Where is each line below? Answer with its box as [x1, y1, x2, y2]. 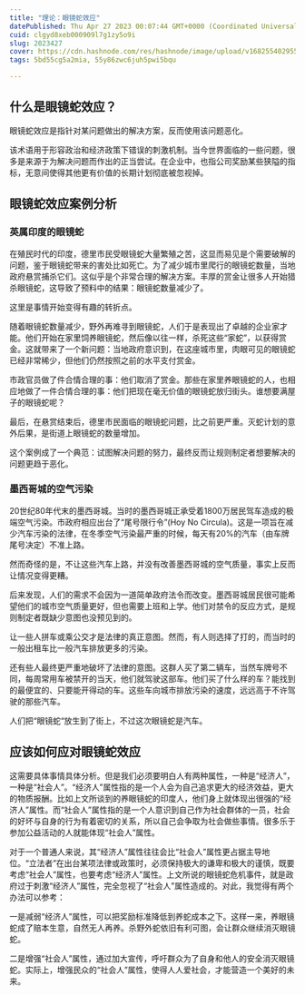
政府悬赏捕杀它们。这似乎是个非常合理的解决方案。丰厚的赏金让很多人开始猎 [9, 271, 296, 281]
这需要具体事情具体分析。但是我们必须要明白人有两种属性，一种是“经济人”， [9, 770, 295, 781]
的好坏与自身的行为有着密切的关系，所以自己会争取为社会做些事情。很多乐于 [9, 815, 296, 826]
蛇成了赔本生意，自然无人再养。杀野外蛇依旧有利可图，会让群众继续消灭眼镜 [9, 922, 296, 933]
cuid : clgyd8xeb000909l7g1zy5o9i [9, 30, 136, 39]
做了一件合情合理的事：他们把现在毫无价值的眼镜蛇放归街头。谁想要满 [25, 385, 288, 396]
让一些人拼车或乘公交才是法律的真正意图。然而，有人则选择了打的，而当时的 [9, 631, 296, 642]
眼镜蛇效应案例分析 [9, 196, 117, 212]
